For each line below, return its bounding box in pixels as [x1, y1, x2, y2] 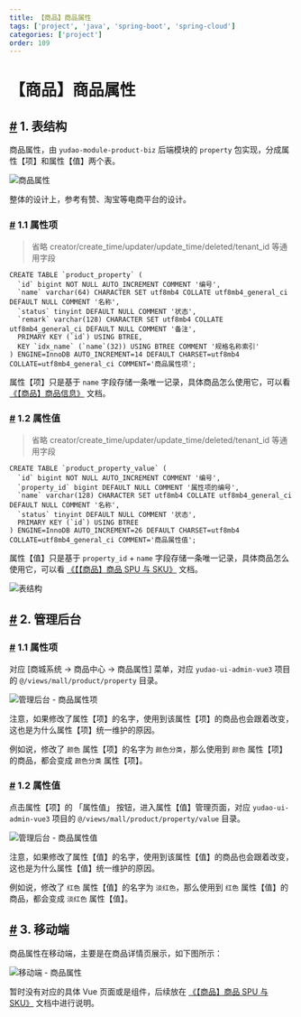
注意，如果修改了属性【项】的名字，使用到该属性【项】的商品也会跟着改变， [9, 713, 294, 724]
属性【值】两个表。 [48, 155, 120, 167]
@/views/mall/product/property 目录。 [19, 674, 163, 686]
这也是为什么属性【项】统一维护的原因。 [9, 724, 160, 735]
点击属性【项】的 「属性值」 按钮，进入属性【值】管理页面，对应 [9, 801, 251, 812]
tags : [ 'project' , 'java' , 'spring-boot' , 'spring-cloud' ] [9, 22, 236, 31]
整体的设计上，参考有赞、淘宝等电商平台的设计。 [9, 194, 191, 205]
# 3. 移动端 [9, 922, 70, 938]
